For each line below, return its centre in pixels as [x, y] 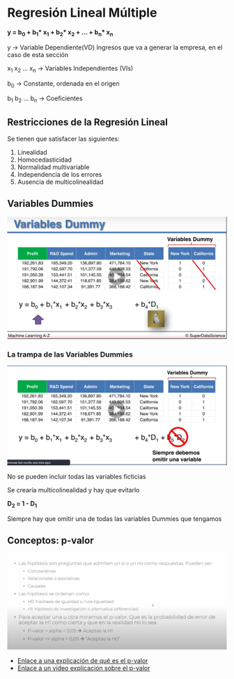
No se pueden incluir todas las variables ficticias [77, 476]
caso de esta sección [38, 54]
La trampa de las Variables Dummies [70, 354]
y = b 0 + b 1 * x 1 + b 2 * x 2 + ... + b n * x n [60, 33]
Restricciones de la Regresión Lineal [88, 122]
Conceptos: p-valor [50, 541]
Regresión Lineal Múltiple [82, 13]
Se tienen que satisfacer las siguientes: [63, 139]
